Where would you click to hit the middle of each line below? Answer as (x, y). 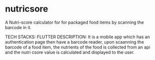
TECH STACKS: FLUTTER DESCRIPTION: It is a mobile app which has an (77, 37)
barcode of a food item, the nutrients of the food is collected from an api (77, 47)
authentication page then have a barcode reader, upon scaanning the (75, 42)
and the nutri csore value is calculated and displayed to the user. (70, 52)
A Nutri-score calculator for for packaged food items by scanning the (75, 22)
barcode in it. (18, 27)
